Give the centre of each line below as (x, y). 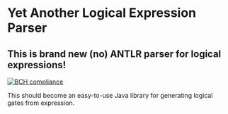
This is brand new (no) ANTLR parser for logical (114, 54)
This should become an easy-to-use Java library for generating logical (110, 95)
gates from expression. (41, 103)
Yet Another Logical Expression (102, 13)
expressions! (37, 65)
